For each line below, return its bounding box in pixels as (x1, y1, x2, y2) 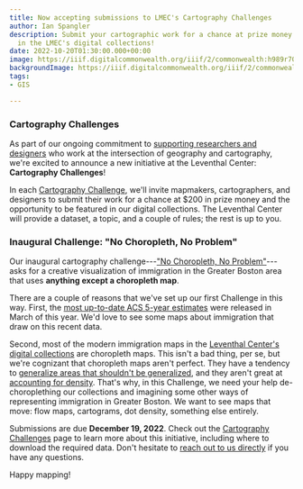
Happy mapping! (9, 469, 71, 480)
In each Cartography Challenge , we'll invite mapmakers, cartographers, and (9, 184, 290, 195)
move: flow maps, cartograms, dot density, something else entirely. (9, 406, 259, 417)
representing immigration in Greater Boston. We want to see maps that (9, 396, 271, 407)
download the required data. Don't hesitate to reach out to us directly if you (9, 442, 289, 453)
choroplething (9, 386, 61, 397)
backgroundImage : (9, 64, 75, 73)
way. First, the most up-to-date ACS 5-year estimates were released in (9, 303, 272, 313)
